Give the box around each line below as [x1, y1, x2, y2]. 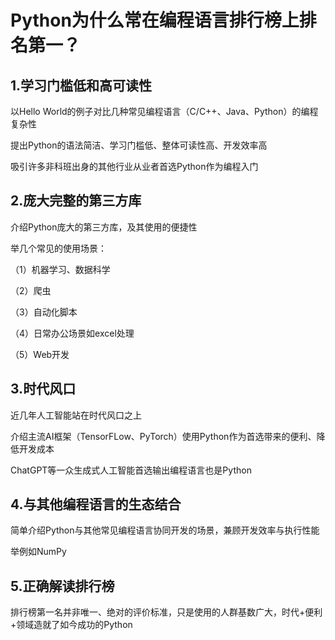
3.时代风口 [10, 381, 77, 398]
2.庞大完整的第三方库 [10, 192, 142, 210]
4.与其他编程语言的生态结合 [10, 496, 182, 513]
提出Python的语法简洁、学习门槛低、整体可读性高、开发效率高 [10, 139, 268, 151]
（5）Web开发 [10, 348, 70, 360]
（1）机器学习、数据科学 [10, 263, 111, 275]
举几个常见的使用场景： [10, 242, 107, 254]
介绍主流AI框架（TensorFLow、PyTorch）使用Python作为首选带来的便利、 [10, 430, 317, 442]
